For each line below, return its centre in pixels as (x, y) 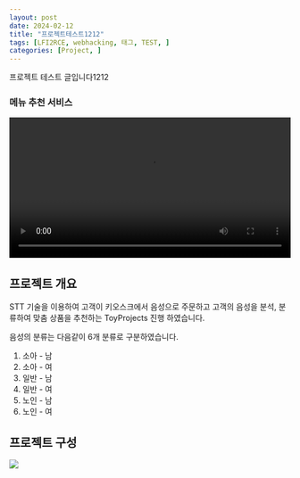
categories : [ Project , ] (55, 51)
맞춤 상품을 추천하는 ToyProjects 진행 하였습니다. (119, 318)
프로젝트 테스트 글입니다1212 (59, 78)
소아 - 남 (37, 356)
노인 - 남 (37, 400)
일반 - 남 (37, 378)
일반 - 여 (37, 390)
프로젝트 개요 (43, 283)
